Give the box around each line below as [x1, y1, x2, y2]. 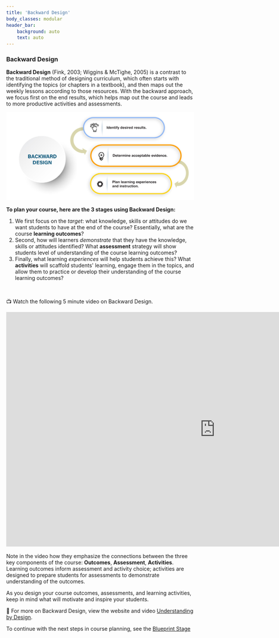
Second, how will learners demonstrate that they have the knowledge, [14, 236, 187, 244]
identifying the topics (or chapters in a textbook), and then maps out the [6, 81, 183, 89]
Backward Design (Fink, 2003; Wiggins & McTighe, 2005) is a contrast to [6, 69, 187, 76]
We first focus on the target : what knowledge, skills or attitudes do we [14, 217, 187, 225]
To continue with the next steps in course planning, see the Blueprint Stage [6, 625, 191, 633]
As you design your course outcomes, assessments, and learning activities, [6, 590, 192, 597]
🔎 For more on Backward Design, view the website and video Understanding [6, 608, 194, 615]
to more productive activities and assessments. [6, 100, 122, 107]
